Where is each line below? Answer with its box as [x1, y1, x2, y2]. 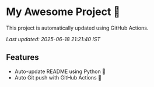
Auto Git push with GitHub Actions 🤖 [14, 74, 102, 81]
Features [6, 52, 39, 63]
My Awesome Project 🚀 [6, 5, 121, 19]
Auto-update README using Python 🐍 [14, 68, 106, 75]
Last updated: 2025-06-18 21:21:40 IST [6, 35, 101, 42]
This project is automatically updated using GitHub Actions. [6, 24, 149, 31]
